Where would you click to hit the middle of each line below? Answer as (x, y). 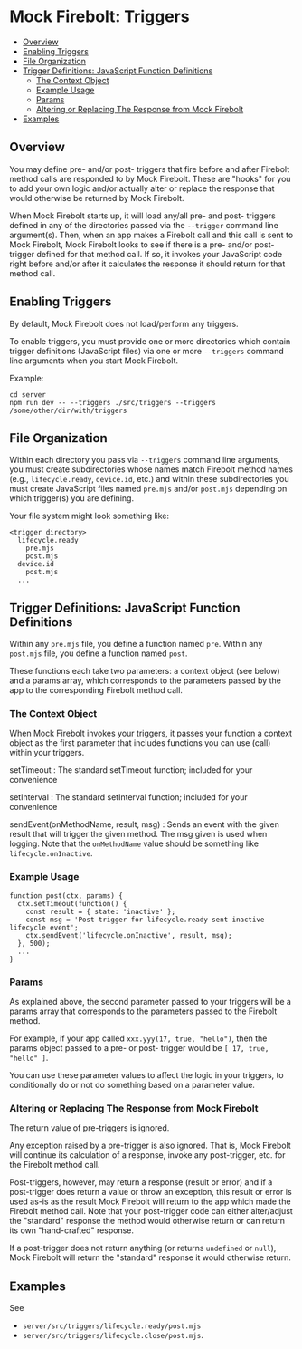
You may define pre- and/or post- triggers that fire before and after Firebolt (150, 169)
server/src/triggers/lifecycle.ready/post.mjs (112, 1326)
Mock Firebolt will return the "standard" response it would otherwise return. (151, 1257)
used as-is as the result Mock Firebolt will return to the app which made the (150, 1201)
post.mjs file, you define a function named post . (99, 653)
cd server (28, 395)
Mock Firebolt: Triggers (99, 17)
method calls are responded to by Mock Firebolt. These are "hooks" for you (150, 178)
